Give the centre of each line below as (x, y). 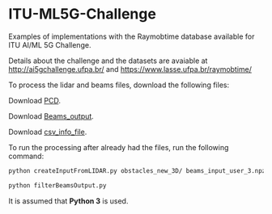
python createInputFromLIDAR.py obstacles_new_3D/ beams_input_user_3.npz (137, 170)
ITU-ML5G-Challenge (82, 14)
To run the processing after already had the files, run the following (119, 147)
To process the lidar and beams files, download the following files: (119, 85)
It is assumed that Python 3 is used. (68, 201)
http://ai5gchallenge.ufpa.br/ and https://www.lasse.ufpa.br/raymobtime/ (130, 69)
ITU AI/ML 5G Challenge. (50, 44)
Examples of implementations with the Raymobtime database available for (132, 36)
